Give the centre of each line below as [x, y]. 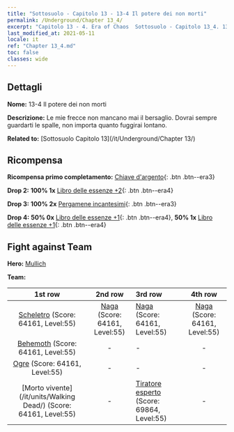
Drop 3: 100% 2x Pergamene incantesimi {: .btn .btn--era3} [92, 204]
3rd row [149, 295]
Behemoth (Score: [47, 344]
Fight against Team [50, 247]
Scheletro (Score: [47, 315]
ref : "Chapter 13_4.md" [42, 46]
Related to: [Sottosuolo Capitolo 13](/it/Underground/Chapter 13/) [101, 138]
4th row [204, 295]
